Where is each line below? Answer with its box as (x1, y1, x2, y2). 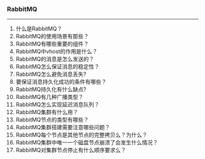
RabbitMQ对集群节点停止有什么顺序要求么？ (15, 146, 127, 154)
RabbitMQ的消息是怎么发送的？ (15, 55, 95, 63)
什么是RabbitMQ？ (15, 25, 63, 32)
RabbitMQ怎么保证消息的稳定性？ (15, 63, 100, 70)
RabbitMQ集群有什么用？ (15, 109, 78, 116)
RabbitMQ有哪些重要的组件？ (15, 40, 89, 47)
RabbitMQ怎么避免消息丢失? (15, 70, 87, 78)
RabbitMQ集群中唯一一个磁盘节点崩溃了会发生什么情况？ (15, 139, 159, 146)
